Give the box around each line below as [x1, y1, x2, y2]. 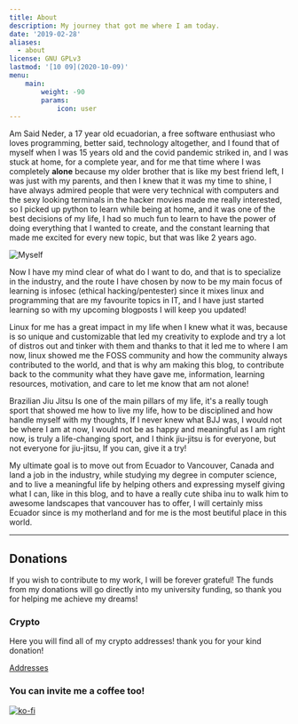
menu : [9, 71, 29, 80]
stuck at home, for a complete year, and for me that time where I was [9, 157, 262, 167]
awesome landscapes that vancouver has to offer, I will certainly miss [9, 498, 263, 509]
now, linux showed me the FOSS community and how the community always [9, 350, 288, 361]
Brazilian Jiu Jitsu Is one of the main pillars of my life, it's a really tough [9, 396, 269, 406]
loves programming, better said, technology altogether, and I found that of [9, 138, 279, 149]
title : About [9, 12, 58, 22]
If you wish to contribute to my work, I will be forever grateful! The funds [9, 575, 274, 585]
